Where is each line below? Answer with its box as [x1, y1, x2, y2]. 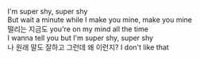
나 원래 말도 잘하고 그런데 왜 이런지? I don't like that [7, 42, 170, 52]
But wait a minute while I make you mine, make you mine [7, 15, 192, 24]
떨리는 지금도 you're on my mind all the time [7, 24, 148, 34]
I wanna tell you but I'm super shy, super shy [7, 33, 154, 42]
